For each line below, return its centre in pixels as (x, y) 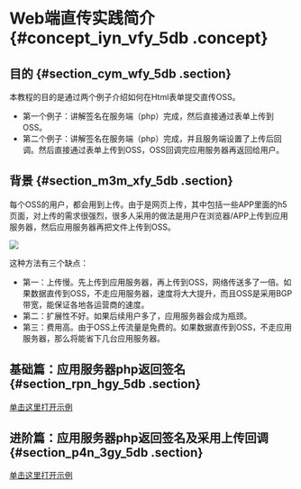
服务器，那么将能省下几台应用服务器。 (93, 338)
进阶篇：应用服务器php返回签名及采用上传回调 (139, 438)
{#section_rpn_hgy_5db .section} (105, 384)
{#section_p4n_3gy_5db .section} (106, 453)
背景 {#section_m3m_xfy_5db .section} (122, 181)
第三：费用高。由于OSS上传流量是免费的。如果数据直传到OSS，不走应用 (157, 327)
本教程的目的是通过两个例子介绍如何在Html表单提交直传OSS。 (125, 97)
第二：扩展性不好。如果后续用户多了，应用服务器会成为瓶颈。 (137, 315)
